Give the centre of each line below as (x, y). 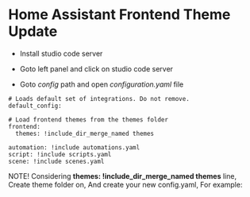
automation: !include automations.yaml (74, 147)
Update (33, 31)
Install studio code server (61, 53)
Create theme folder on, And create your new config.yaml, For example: (125, 184)
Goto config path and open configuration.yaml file (102, 84)
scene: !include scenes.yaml (56, 161)
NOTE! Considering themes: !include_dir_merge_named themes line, (122, 176)
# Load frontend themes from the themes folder (88, 120)
